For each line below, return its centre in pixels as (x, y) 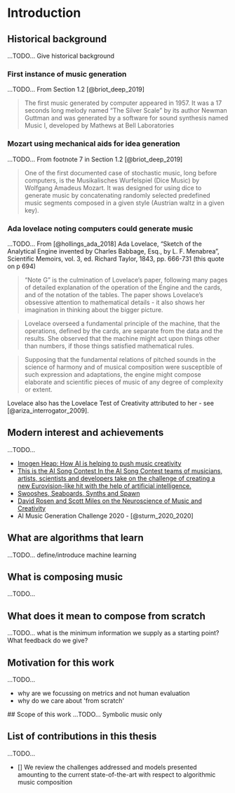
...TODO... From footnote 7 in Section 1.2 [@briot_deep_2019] (95, 159)
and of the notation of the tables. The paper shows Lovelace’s (114, 294)
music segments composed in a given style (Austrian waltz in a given (124, 203)
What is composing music (65, 576)
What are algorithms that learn (75, 538)
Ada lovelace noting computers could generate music (100, 228)
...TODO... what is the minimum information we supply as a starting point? (113, 633)
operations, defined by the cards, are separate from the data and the (123, 331)
